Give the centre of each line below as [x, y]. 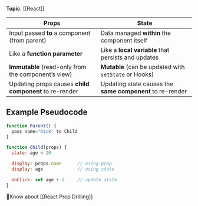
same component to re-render [144, 91]
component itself [124, 40]
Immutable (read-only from [48, 67]
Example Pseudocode [47, 112]
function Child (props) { [37, 148]
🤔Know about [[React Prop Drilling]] [49, 197]
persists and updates [130, 57]
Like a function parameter [46, 54]
